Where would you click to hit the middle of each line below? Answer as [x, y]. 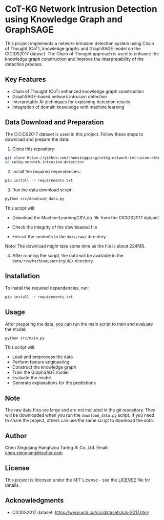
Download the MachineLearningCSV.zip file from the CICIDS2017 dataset [85, 218]
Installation [22, 276]
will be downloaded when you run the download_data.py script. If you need [80, 415]
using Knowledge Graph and [64, 19]
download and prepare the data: [37, 139]
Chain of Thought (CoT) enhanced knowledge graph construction [78, 91]
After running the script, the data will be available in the [68, 256]
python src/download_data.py [35, 199]
